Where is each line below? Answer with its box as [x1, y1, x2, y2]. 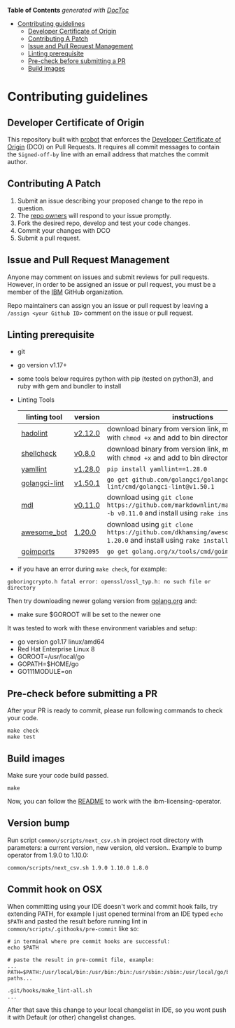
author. [7, 158, 28, 165]
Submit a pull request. [17, 234, 81, 242]
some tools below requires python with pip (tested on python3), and [17, 374, 213, 383]
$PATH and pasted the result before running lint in [7, 917, 148, 925]
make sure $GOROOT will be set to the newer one [17, 610, 161, 619]
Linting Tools [17, 395, 55, 404]
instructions [172, 412, 214, 422]
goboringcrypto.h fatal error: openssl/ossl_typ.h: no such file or [7, 579, 211, 586]
